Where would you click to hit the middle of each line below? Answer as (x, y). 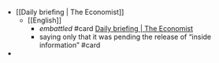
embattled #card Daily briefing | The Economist (116, 28)
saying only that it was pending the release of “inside (125, 37)
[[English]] (44, 20)
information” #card (70, 45)
